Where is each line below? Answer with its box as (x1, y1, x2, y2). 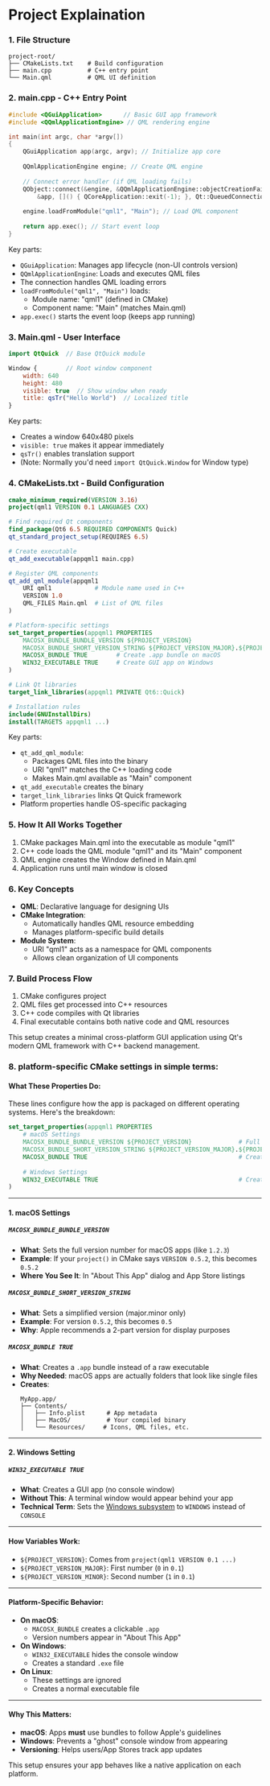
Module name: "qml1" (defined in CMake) (31, 294, 169, 303)
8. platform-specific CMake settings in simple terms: (8, 1061, 219, 1072)
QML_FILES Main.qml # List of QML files (22, 600, 163, 608)
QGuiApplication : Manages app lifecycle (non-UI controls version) (19, 260, 239, 270)
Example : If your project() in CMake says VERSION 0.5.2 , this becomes (19, 1253, 257, 1263)
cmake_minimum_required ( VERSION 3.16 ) (8, 496, 138, 504)
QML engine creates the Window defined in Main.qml (19, 855, 197, 864)
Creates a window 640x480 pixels (19, 432, 134, 442)
